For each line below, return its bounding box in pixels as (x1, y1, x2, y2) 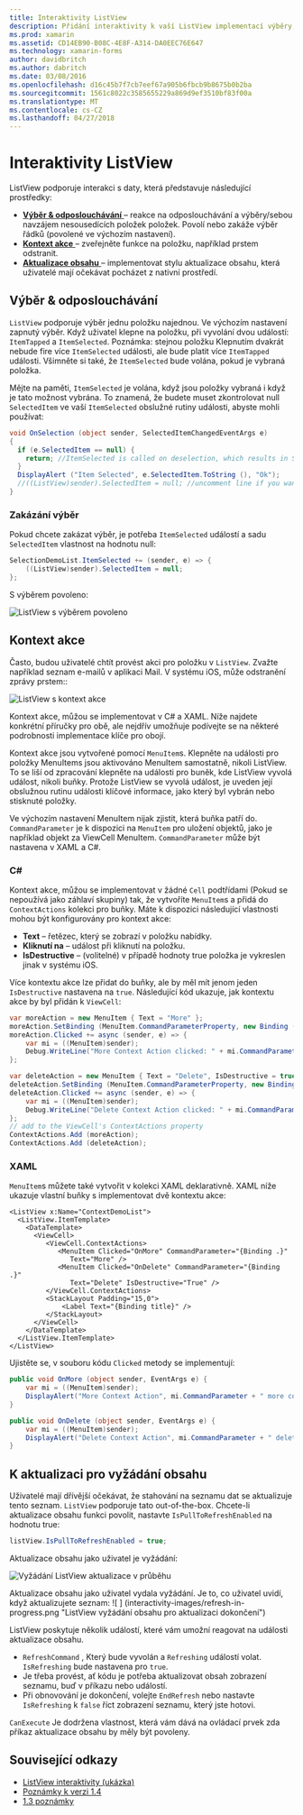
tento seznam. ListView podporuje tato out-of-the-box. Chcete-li (9, 1500, 251, 1511)
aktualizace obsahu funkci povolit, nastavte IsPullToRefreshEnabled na (9, 1509, 272, 1520)
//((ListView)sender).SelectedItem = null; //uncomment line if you (17, 479, 280, 488)
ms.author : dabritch (9, 64, 87, 73)
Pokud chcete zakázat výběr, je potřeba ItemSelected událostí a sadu (9, 529, 267, 540)
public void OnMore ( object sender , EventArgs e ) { (9, 1375, 207, 1384)
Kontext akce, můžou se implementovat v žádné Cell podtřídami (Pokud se (9, 885, 289, 895)
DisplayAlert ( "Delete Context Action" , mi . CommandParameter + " (25, 1433, 272, 1443)
